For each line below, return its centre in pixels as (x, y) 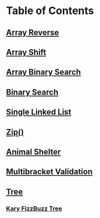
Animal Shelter (33, 151)
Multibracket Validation (49, 172)
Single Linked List (39, 112)
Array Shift (26, 52)
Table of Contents (50, 11)
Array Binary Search (44, 72)
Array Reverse (33, 33)
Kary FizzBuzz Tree (34, 208)
